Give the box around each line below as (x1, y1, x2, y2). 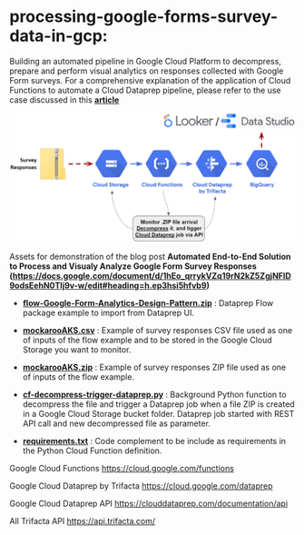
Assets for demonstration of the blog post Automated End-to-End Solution (9, 251, 291, 262)
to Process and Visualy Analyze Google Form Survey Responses (9, 261, 257, 272)
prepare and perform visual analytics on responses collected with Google (9, 65, 284, 76)
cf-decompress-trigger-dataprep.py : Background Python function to (22, 389, 288, 400)
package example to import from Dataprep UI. (22, 307, 195, 318)
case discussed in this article (9, 94, 120, 105)
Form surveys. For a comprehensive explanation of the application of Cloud (9, 74, 291, 85)
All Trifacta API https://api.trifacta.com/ (9, 515, 156, 526)
